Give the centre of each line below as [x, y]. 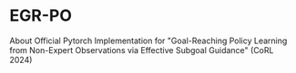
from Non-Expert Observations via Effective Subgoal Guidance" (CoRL [142, 50]
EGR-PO [41, 16]
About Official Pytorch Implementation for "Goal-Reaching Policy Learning [148, 41]
